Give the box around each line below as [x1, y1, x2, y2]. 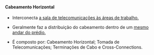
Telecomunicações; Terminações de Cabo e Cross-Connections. [12, 44, 143, 50]
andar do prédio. [12, 29, 46, 35]
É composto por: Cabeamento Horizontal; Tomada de [12, 39, 120, 45]
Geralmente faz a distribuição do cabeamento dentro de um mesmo [12, 25, 149, 30]
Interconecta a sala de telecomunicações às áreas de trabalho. [12, 15, 139, 21]
